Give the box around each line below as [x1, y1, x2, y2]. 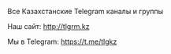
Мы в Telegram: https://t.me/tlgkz [7, 37, 117, 46]
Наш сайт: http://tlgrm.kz [7, 22, 90, 31]
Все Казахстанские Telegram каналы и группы [7, 7, 164, 16]
